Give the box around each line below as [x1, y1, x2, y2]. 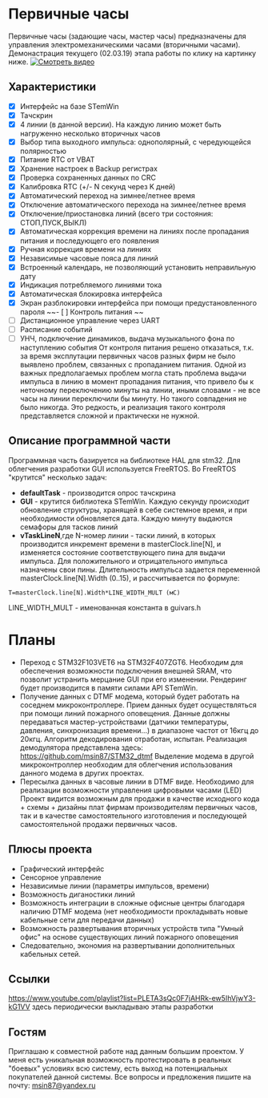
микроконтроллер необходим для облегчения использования [19, 760, 234, 769]
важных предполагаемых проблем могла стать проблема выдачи [19, 368, 246, 378]
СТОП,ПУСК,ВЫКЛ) [19, 218, 87, 228]
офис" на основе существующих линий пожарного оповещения [19, 932, 238, 942]
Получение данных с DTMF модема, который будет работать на [19, 691, 240, 701]
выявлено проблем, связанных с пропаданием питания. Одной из [19, 360, 246, 370]
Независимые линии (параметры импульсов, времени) [19, 881, 210, 890]
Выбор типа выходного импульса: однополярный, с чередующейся [19, 137, 252, 147]
